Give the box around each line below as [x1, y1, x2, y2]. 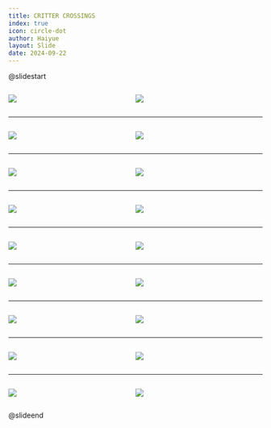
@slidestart [8, 72, 47, 81]
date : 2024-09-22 [8, 49, 67, 57]
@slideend [8, 410, 44, 420]
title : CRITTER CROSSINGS [8, 11, 95, 20]
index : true [8, 19, 48, 27]
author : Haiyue [8, 34, 60, 43]
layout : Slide [8, 42, 56, 50]
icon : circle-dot [8, 27, 67, 35]
